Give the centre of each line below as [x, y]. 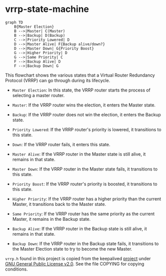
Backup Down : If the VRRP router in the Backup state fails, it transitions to [85, 243]
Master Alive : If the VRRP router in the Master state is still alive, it [79, 154]
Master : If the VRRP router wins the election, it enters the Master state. [84, 105]
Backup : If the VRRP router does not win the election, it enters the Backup [86, 114]
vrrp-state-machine [47, 9]
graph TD [14, 22]
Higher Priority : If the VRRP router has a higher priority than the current [87, 199]
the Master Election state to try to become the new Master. [72, 249]
